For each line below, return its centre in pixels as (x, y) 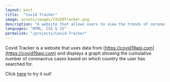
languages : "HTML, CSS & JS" (36, 29)
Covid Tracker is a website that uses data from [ (55, 48)
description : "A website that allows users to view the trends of (77, 24)
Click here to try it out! (29, 74)
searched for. (19, 64)
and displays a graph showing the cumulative (104, 53)
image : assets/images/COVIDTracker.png (47, 19)
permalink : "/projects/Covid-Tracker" (46, 33)
